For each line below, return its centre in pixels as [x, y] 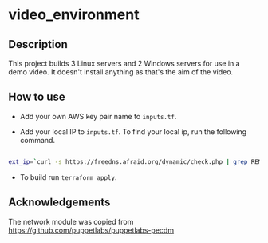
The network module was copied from [71, 221]
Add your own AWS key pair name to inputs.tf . [98, 116]
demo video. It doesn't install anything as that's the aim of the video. [121, 72]
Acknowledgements [59, 203]
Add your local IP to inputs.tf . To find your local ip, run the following [133, 131]
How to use [37, 97]
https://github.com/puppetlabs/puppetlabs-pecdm [91, 230]
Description [38, 44]
